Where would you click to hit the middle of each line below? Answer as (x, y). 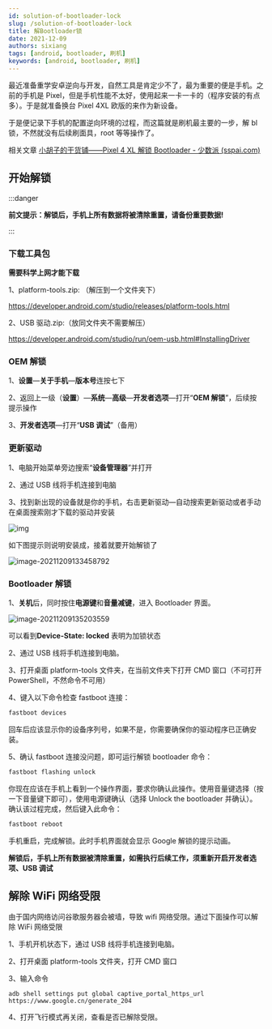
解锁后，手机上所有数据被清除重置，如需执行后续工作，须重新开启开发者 (129, 858)
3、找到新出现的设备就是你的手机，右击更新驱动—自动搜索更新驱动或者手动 (135, 502)
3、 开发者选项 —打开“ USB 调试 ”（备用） (75, 425)
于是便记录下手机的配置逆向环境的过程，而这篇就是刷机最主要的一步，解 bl (133, 122)
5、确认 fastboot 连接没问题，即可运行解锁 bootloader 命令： (110, 756)
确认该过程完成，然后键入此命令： (65, 809)
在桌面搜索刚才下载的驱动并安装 (62, 512)
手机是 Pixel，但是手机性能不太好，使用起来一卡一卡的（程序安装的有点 (141, 95)
